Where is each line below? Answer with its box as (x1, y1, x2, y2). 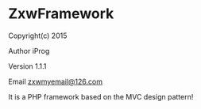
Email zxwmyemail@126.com (8, 77, 103, 86)
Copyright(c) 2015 (8, 31, 68, 40)
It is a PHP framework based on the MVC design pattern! (8, 92, 194, 101)
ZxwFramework (8, 5, 114, 23)
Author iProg (8, 46, 50, 55)
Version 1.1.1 (8, 61, 47, 71)
